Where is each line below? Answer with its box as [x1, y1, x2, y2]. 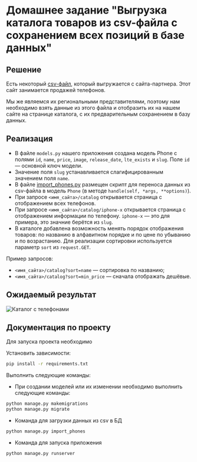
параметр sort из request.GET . [14, 243, 91, 251]
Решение [6, 64, 42, 74]
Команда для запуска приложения [14, 439, 102, 446]
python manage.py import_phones [6, 428, 86, 434]
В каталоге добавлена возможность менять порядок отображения [14, 225, 184, 232]
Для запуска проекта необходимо [6, 338, 93, 345]
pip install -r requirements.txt [6, 361, 88, 367]
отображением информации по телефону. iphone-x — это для [14, 212, 170, 219]
